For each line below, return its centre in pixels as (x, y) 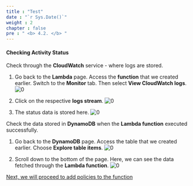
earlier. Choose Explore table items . (59, 148)
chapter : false (26, 28)
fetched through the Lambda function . (62, 165)
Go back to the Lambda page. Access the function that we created (97, 77)
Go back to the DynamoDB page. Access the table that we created (96, 142)
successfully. (22, 130)
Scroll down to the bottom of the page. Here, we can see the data (94, 159)
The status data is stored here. (52, 112)
